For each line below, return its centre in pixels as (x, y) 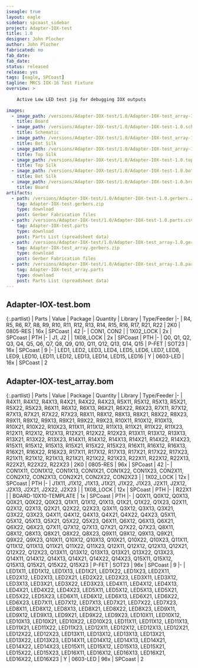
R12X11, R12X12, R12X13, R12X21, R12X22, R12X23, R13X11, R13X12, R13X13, (96, 433)
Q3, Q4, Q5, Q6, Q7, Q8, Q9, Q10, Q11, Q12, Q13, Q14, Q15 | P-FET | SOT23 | (97, 344)
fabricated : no (25, 50)
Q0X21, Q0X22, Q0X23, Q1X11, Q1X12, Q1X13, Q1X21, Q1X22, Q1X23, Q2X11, (97, 502)
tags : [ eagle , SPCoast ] (35, 77)
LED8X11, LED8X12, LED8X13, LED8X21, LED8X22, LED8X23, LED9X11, (91, 609)
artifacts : (19, 193)
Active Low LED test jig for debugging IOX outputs (81, 99)
